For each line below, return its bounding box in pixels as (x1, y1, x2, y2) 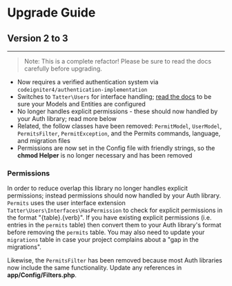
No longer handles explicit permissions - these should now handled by (17, 107, 218, 115)
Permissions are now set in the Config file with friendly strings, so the (17, 144, 215, 152)
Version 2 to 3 (7, 32, 68, 44)
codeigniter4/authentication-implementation (17, 86, 148, 93)
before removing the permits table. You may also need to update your (7, 228, 205, 236)
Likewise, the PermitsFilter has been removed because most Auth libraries (7, 256, 222, 265)
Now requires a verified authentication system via (17, 78, 159, 86)
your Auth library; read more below (17, 115, 117, 122)
